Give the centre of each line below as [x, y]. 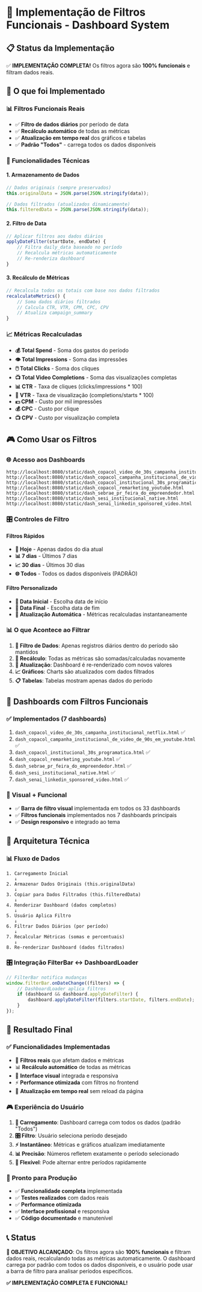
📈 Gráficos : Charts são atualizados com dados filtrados [84, 671]
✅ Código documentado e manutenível [64, 1218]
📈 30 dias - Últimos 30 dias [50, 565]
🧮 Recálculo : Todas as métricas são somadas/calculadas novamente [100, 658]
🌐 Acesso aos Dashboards [46, 459]
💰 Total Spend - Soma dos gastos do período [72, 350]
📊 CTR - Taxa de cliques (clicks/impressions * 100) [79, 386]
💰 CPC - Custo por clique [47, 409]
